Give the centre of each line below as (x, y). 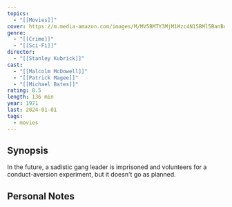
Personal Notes (41, 196)
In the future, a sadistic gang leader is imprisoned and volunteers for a (107, 167)
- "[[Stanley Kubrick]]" (49, 59)
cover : (17, 26)
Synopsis (28, 150)
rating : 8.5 (24, 90)
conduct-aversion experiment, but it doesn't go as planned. (91, 175)
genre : (17, 33)
